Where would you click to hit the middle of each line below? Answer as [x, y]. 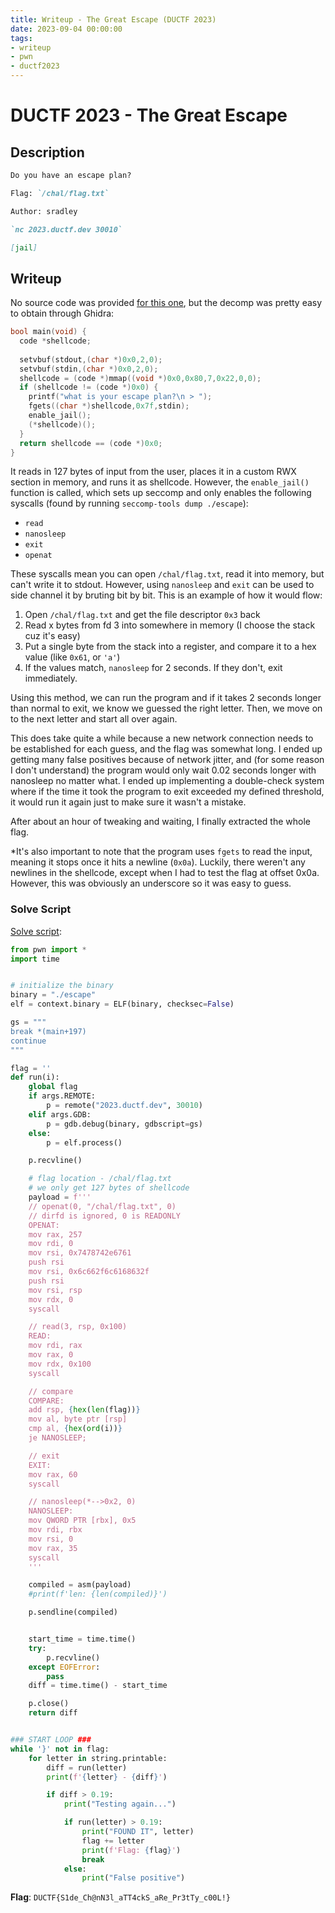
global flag [53, 1087]
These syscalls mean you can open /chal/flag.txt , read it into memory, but [167, 574]
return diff [53, 1713]
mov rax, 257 [55, 1234]
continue [28, 1041]
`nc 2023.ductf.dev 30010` [66, 229]
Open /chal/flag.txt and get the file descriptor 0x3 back [142, 615]
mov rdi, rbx [55, 1530]
